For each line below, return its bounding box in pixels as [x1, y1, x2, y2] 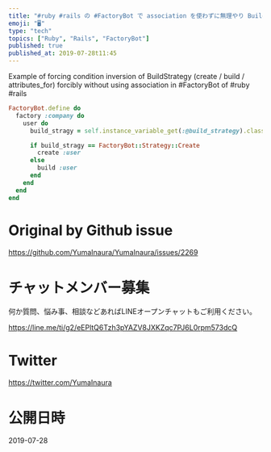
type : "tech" [8, 27, 52, 35]
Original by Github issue [8, 221, 173, 239]
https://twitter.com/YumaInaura [8, 378, 113, 387]
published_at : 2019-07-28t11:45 [8, 49, 117, 57]
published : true [8, 42, 63, 50]
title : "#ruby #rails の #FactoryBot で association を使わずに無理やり [8, 11, 244, 20]
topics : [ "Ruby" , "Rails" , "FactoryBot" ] [8, 34, 150, 43]
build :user [37, 164, 78, 172]
